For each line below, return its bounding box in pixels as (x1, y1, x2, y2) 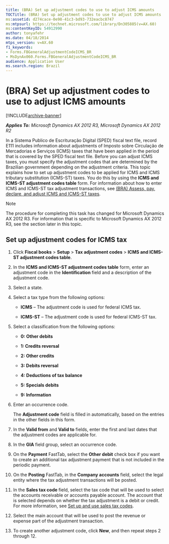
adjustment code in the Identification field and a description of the (13, 269, 152, 275)
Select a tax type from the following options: (13, 294, 105, 300)
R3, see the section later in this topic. (6, 221, 82, 227)
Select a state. (13, 284, 43, 290)
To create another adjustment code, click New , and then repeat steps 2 (13, 527, 161, 533)
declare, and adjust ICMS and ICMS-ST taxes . (6, 191, 101, 197)
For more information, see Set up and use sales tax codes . (13, 503, 134, 509)
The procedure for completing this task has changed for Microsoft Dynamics (6, 210, 164, 216)
